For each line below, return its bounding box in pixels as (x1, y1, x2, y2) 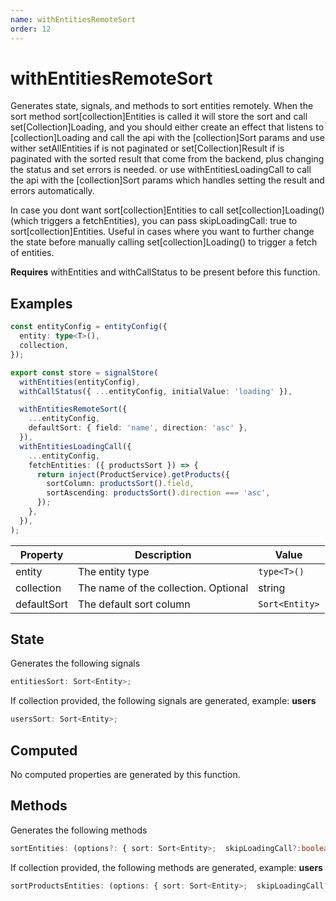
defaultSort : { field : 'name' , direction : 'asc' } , (28, 423, 248, 433)
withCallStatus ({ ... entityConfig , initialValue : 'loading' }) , (19, 386, 293, 396)
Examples (10, 295, 73, 312)
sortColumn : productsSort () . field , (46, 479, 195, 489)
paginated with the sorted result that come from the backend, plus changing (10, 153, 325, 165)
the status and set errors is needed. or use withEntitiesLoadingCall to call (10, 164, 312, 176)
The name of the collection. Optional (77, 581, 249, 595)
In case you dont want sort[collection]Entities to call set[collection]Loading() (10, 204, 325, 216)
